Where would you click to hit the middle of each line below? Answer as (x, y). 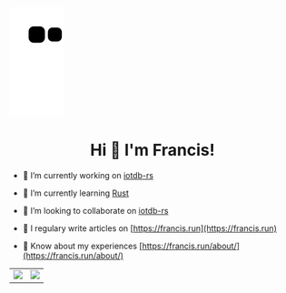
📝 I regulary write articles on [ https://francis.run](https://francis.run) (149, 228)
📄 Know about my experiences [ (82, 246)
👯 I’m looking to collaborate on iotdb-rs (95, 210)
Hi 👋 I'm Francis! (153, 151)
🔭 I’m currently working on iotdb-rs (88, 175)
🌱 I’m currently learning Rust (76, 193)
